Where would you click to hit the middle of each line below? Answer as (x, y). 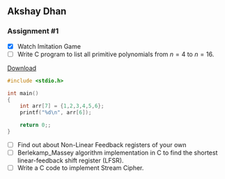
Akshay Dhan (37, 11)
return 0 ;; (36, 125)
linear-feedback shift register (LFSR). (70, 161)
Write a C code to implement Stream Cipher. (80, 168)
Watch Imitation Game (49, 46)
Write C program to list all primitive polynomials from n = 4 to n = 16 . (116, 54)
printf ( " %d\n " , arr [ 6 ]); (56, 113)
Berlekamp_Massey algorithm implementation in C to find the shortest (117, 153)
